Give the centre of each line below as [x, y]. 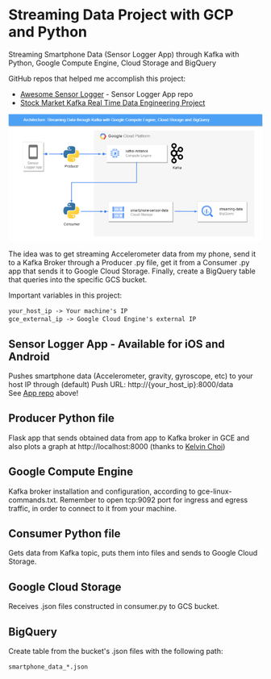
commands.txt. [33, 500]
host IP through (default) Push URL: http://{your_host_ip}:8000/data [121, 385]
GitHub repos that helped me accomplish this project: [97, 78]
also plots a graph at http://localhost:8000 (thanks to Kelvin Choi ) [117, 446]
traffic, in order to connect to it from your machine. [93, 508]
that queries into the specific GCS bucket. [78, 280]
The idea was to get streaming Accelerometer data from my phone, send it [132, 254]
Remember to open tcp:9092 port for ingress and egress [154, 500]
